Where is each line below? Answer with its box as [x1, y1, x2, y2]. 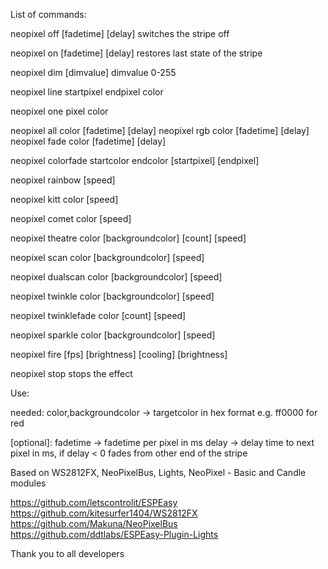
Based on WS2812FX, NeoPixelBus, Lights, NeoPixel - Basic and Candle [10, 467, 307, 478]
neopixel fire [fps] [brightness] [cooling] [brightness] [10, 349, 228, 360]
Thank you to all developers [10, 548, 125, 559]
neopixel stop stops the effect [10, 368, 133, 379]
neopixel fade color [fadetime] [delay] [10, 135, 167, 147]
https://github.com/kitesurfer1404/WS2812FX [10, 507, 198, 519]
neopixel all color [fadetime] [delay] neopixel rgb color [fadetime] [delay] [10, 125, 310, 136]
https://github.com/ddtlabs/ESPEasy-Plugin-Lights [10, 529, 219, 540]
